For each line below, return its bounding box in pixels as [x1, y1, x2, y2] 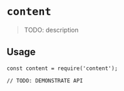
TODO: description [23, 25, 79, 34]
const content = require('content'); [6, 65, 118, 72]
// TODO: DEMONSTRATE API [6, 77, 83, 84]
